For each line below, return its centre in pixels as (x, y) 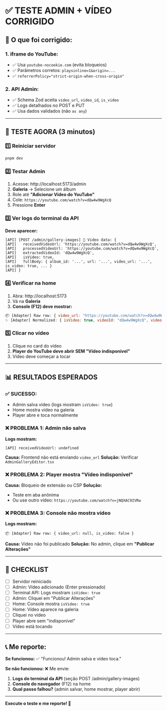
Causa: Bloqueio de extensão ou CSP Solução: (54, 485)
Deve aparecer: (21, 231)
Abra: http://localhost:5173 (40, 296)
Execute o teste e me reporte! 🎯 (38, 704)
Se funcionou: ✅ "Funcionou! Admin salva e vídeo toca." (63, 659)
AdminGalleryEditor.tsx (30, 462)
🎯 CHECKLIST (27, 569)
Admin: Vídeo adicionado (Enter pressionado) (59, 587)
